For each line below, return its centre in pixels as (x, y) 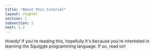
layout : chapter (21, 14)
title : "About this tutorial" (36, 9)
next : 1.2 (15, 27)
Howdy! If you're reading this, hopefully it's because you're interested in (77, 41)
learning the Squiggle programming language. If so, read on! (65, 46)
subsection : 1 (19, 23)
